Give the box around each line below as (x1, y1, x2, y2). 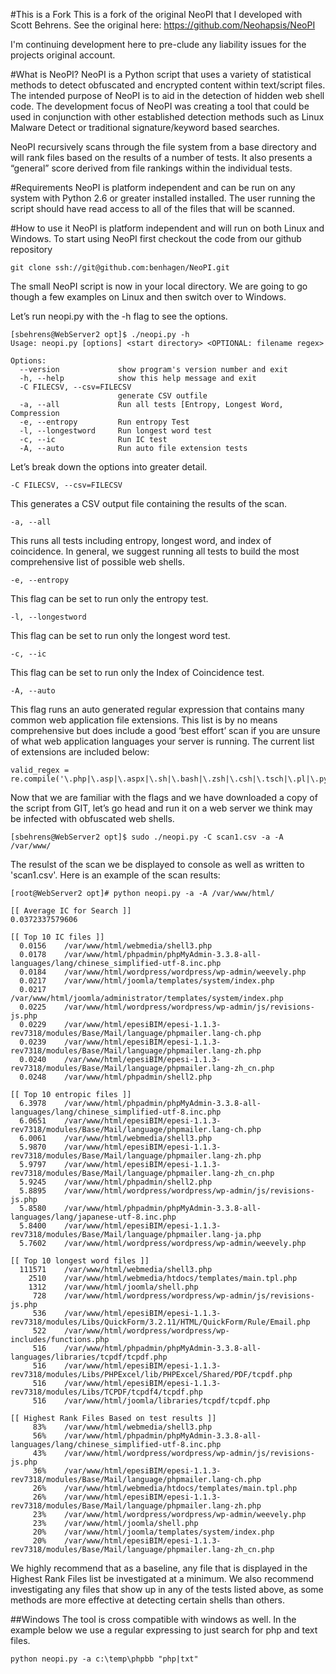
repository (10, 244, 53, 255)
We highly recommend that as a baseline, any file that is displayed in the (10, 1562, 308, 1574)
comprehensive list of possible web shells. (10, 556, 185, 568)
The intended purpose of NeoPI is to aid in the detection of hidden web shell (10, 90, 325, 101)
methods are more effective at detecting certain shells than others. (10, 1594, 285, 1606)
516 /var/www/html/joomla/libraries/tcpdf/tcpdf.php (32, 1396, 271, 1406)
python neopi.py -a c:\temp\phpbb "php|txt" (10, 1654, 199, 1664)
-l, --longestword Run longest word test (19, 426, 213, 436)
